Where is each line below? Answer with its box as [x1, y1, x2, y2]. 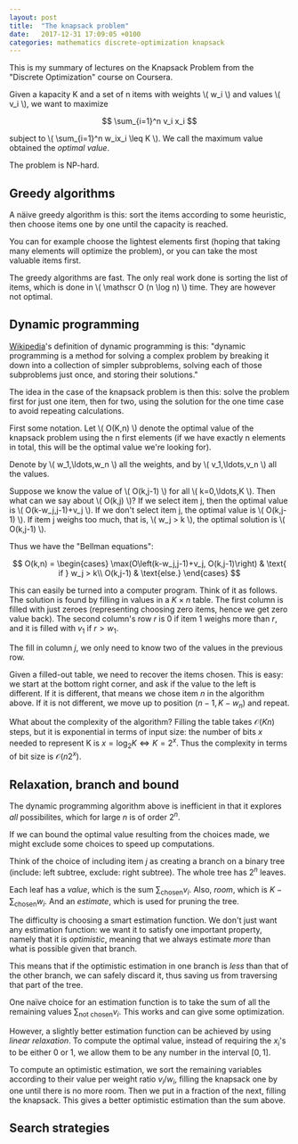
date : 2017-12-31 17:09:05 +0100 [9, 29, 141, 38]
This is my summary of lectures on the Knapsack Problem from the [9, 62, 254, 73]
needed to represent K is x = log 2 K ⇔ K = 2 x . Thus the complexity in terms [9, 737, 287, 750]
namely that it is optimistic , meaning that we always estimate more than [9, 934, 271, 945]
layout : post [9, 12, 58, 22]
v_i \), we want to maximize [9, 99, 109, 110]
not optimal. [9, 292, 53, 302]
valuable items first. [9, 255, 82, 266]
